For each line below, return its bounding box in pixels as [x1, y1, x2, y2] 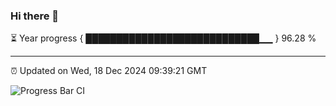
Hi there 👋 [10, 9, 60, 23]
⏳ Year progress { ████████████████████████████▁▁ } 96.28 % [10, 32, 317, 44]
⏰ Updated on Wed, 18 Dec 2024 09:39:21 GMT [10, 65, 208, 77]
